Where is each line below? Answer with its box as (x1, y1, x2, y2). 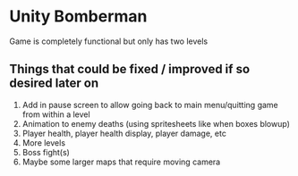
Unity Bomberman (9, 6, 148, 27)
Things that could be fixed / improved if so (9, 62, 251, 77)
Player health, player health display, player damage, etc (21, 128, 226, 138)
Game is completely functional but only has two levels (9, 36, 209, 46)
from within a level (21, 109, 91, 120)
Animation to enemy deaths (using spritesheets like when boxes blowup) (21, 118, 291, 129)
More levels (21, 137, 65, 148)
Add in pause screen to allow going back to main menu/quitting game (21, 99, 279, 110)
